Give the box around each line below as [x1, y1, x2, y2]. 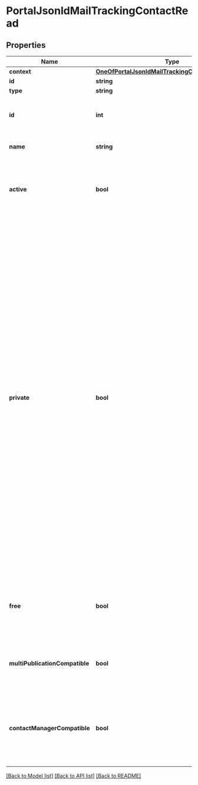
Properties [6, 40, 46, 50]
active [9, 186, 27, 193]
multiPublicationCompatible [9, 660, 90, 667]
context [9, 68, 31, 75]
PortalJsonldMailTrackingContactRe [6, 4, 189, 18]
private [9, 393, 29, 402]
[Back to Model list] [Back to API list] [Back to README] [6, 773, 141, 779]
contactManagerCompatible [9, 724, 90, 732]
